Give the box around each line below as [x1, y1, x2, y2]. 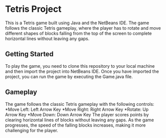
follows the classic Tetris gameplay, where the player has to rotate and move [5, 25, 161, 31]
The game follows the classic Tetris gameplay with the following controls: [5, 101, 155, 107]
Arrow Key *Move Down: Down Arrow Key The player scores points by [5, 111, 149, 117]
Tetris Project [5, 3, 62, 15]
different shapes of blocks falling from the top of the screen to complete [5, 30, 152, 36]
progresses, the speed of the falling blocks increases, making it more [5, 122, 146, 128]
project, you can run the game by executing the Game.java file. [5, 73, 133, 80]
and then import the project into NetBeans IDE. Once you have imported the [5, 68, 159, 74]
